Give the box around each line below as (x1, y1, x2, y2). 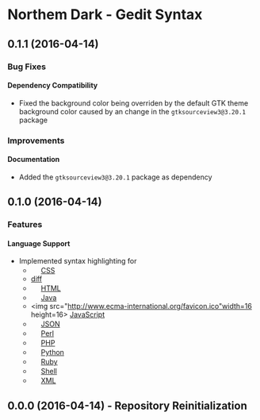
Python (40, 348, 65, 357)
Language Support (7, 238, 71, 248)
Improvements (7, 135, 65, 146)
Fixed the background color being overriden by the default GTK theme (18, 98, 249, 108)
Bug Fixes (7, 61, 47, 72)
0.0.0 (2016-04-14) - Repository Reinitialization (7, 399, 247, 412)
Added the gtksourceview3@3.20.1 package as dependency (18, 172, 212, 182)
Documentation (7, 155, 60, 164)
